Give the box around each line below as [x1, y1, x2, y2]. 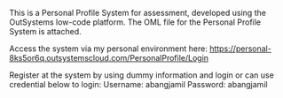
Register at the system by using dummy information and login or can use [9, 70, 275, 80]
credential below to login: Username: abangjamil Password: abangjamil [9, 79, 268, 89]
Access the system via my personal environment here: [9, 43, 208, 54]
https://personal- [209, 43, 272, 54]
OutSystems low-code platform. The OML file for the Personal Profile [9, 17, 262, 27]
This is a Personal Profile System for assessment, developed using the [9, 8, 266, 18]
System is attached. [9, 26, 82, 36]
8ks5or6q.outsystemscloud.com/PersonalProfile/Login [9, 53, 209, 63]
